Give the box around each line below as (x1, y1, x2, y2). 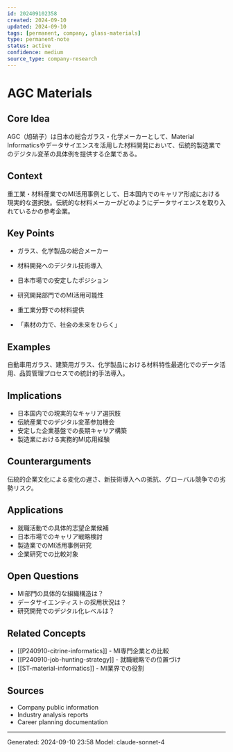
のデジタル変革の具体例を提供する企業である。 (7, 149, 141, 158)
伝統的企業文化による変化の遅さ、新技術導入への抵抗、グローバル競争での (7, 475, 220, 483)
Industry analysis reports (17, 710, 89, 719)
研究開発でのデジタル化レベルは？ (17, 607, 115, 615)
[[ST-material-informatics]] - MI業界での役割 (17, 664, 144, 673)
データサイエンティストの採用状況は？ (17, 598, 127, 607)
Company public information (17, 703, 99, 712)
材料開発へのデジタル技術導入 (17, 261, 103, 270)
